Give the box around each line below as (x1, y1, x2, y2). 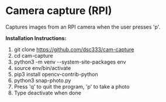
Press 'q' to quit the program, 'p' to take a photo (13, 83, 130, 90)
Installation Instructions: (5, 34, 67, 41)
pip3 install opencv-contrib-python (13, 71, 99, 78)
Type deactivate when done (13, 89, 81, 96)
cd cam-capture (13, 52, 53, 59)
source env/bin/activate (13, 64, 71, 71)
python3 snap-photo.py (13, 77, 71, 84)
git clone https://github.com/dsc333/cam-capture (13, 45, 134, 53)
